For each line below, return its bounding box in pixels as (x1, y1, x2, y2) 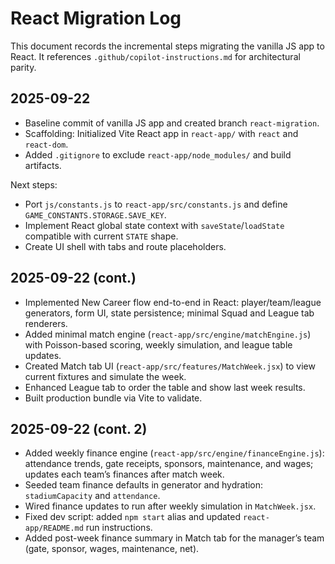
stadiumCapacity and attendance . (24, 490, 161, 502)
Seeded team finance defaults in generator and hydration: (24, 479, 264, 491)
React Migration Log (10, 7, 182, 30)
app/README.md (24, 523, 84, 534)
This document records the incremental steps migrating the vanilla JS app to (10, 40, 325, 52)
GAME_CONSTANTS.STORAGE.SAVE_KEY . (24, 208, 167, 221)
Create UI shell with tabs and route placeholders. (24, 240, 227, 252)
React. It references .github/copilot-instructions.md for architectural (10, 50, 301, 62)
